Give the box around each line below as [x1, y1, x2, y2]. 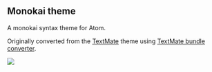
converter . [7, 44, 37, 52]
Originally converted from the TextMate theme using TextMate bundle [7, 37, 206, 45]
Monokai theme [7, 5, 76, 17]
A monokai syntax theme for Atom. [7, 23, 106, 32]
